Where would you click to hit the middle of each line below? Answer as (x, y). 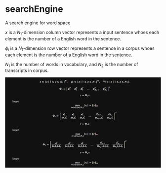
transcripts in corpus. (27, 70)
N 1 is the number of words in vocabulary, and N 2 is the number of (72, 65)
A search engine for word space (38, 23)
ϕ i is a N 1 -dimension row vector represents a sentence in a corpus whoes (80, 49)
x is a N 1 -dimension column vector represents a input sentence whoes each (82, 33)
